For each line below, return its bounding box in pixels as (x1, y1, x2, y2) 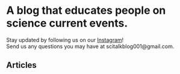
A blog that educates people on (6, 4, 166, 17)
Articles (6, 60, 37, 70)
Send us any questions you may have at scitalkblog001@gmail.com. (6, 43, 175, 50)
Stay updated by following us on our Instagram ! (6, 36, 124, 43)
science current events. (6, 16, 128, 30)
